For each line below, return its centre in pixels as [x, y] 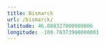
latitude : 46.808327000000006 [50, 26]
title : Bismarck [30, 13]
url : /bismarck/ [30, 20]
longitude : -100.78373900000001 [53, 32]
